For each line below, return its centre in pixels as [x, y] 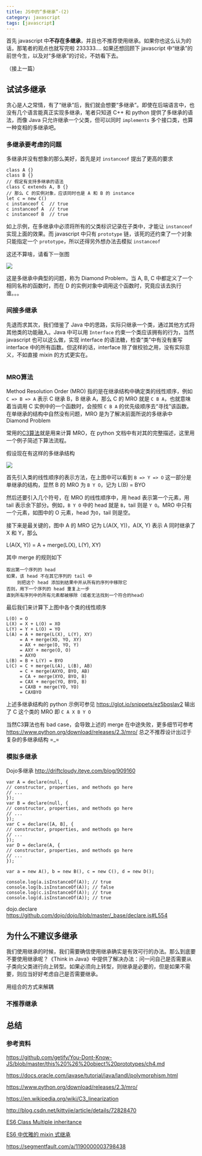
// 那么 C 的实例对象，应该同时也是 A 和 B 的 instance [70, 194]
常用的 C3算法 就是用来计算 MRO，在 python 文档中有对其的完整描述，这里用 [100, 433]
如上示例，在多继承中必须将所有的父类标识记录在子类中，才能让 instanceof [99, 227]
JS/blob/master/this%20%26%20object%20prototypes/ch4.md [86, 1063]
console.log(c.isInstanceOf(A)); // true [59, 893]
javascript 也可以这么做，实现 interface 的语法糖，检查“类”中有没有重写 [94, 340]
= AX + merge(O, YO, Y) [49, 645]
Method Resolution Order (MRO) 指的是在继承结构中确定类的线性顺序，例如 [99, 391]
